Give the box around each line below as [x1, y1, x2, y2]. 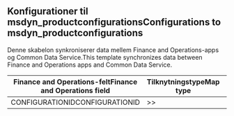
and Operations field [40, 85, 110, 95]
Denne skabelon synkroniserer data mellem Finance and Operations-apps [7, 45, 219, 54]
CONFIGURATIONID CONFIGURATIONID [10, 97, 141, 107]
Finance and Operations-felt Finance [13, 76, 138, 86]
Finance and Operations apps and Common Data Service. [7, 60, 173, 69]
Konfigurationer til [7, 6, 88, 17]
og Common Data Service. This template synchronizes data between [7, 53, 203, 61]
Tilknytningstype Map [146, 76, 220, 86]
